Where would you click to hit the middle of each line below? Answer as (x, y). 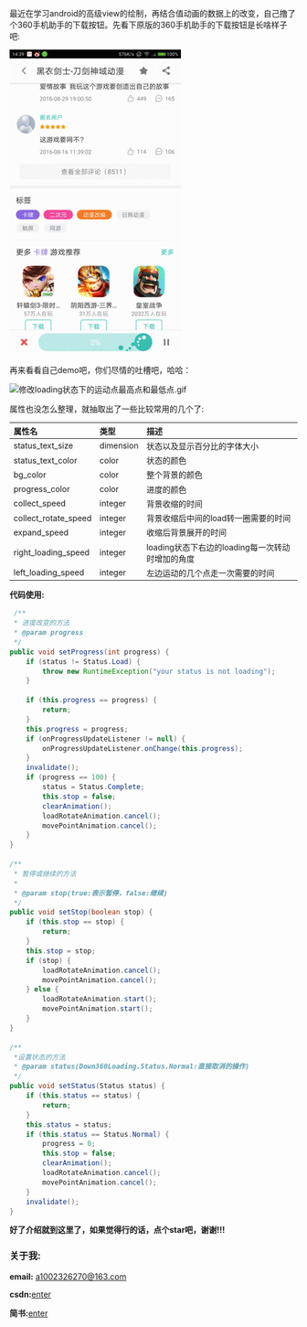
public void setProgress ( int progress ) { (90, 652)
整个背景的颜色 (174, 475)
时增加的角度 (170, 558)
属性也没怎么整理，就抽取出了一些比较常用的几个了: (107, 409)
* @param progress (48, 633)
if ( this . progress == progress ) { (91, 701)
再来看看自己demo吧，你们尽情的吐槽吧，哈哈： (101, 370)
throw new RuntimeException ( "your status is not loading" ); (159, 671)
